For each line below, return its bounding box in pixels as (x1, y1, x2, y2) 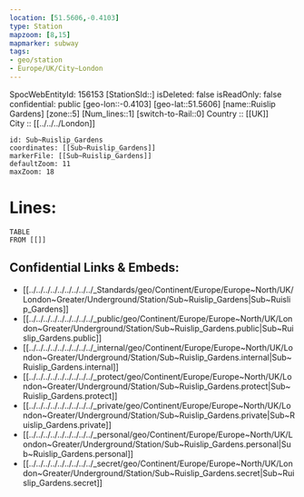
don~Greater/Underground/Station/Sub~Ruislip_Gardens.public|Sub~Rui (22, 323, 294, 333)
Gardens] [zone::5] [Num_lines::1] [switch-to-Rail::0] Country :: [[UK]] (9, 108, 270, 119)
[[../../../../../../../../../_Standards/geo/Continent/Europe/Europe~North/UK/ (22, 283, 294, 295)
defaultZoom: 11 (9, 159, 71, 168)
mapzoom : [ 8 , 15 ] (9, 30, 71, 39)
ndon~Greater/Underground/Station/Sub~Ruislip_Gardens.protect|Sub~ (22, 381, 291, 392)
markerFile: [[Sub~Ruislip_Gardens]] (9, 151, 152, 160)
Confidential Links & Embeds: (9, 260, 180, 275)
